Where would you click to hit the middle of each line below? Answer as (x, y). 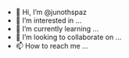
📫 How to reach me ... (52, 46)
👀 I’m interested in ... (48, 20)
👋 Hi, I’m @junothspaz (51, 12)
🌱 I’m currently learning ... (57, 29)
